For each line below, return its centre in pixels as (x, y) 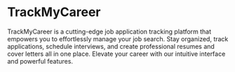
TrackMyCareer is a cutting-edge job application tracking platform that (109, 31)
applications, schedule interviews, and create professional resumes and (111, 46)
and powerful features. (40, 61)
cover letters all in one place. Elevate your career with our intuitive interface (116, 54)
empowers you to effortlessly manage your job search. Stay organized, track (118, 38)
